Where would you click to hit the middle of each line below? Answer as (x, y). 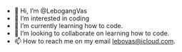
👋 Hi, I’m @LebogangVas (51, 11)
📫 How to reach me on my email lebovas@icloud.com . (95, 41)
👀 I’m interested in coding (52, 18)
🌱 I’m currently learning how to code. (69, 26)
